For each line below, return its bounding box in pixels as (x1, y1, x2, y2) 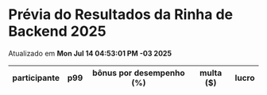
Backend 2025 (8, 22, 106, 40)
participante (12, 72, 60, 83)
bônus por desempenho (92, 67, 185, 78)
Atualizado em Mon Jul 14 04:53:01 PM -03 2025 (8, 48, 172, 58)
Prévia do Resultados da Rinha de (8, 6, 233, 24)
